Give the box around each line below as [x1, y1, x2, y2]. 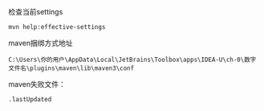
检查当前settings [8, 7, 63, 16]
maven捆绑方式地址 [8, 39, 73, 47]
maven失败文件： [8, 80, 66, 88]
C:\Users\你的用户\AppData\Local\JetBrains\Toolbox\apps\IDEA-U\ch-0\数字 [8, 55, 257, 64]
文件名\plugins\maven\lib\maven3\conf [8, 64, 135, 72]
